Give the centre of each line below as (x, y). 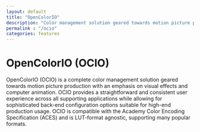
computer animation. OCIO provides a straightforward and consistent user (97, 92)
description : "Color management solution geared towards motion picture (98, 23)
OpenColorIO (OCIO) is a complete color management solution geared (92, 80)
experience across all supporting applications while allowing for (84, 99)
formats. (16, 124)
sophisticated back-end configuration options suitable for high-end (89, 105)
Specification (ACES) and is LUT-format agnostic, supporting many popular (98, 118)
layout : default (26, 12)
